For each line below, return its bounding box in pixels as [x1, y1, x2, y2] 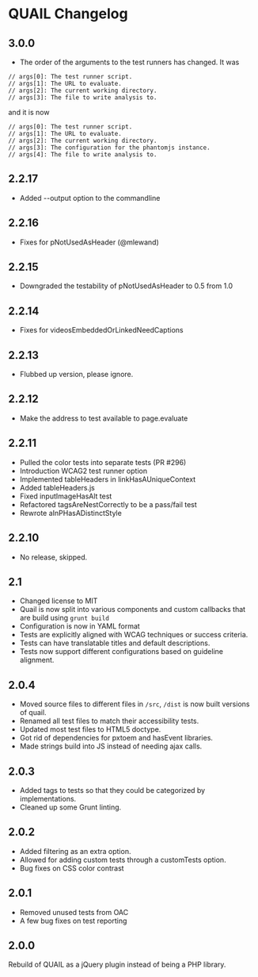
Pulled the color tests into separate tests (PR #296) [19, 457, 187, 467]
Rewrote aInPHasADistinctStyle [19, 508, 123, 517]
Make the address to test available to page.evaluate [19, 413, 188, 423]
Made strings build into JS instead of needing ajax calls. [19, 741, 203, 751]
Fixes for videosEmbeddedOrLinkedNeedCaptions [19, 325, 184, 335]
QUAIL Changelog [8, 5, 128, 23]
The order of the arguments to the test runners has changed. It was [19, 57, 240, 67]
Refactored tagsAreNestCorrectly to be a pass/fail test [19, 499, 198, 509]
